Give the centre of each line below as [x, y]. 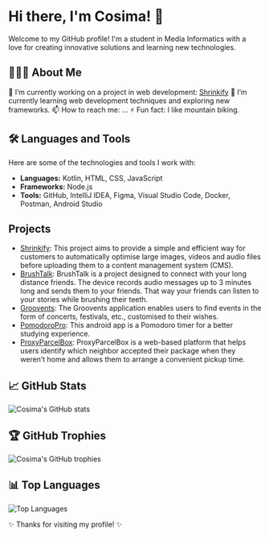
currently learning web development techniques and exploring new [119, 101]
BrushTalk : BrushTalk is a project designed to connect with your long [133, 274]
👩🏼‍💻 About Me [45, 73]
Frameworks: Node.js [56, 186]
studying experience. [55, 334]
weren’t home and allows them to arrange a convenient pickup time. [132, 359]
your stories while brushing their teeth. [84, 299]
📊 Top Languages [54, 485]
